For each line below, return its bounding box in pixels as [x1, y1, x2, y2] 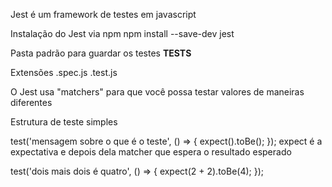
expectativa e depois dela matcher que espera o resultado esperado [10, 146, 292, 158]
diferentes [10, 97, 53, 108]
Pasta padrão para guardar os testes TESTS [10, 47, 192, 59]
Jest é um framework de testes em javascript [10, 9, 197, 20]
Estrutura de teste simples [10, 116, 118, 128]
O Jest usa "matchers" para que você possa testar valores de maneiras [10, 86, 305, 98]
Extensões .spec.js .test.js [10, 67, 118, 78]
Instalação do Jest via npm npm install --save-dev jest [10, 28, 235, 39]
